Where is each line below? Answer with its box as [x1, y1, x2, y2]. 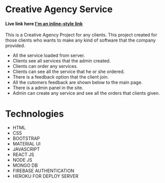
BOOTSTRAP [12, 135, 40, 141]
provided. [5, 43, 25, 49]
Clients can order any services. [12, 63, 78, 69]
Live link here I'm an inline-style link [5, 20, 83, 26]
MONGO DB [12, 162, 38, 168]
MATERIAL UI [12, 141, 41, 147]
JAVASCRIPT [12, 146, 40, 153]
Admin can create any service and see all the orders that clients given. [12, 90, 160, 96]
